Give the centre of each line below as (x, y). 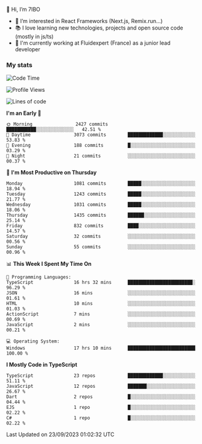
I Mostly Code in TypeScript (42, 365)
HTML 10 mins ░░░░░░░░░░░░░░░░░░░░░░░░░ (101, 304)
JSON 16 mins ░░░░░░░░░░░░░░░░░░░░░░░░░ (101, 293)
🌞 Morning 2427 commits (57, 124)
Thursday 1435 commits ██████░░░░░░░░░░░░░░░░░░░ (101, 215)
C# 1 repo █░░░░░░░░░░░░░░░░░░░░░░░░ (101, 418)
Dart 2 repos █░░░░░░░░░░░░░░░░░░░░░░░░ (101, 397)
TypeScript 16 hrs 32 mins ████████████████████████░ (101, 283)
